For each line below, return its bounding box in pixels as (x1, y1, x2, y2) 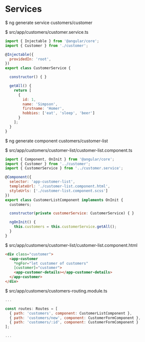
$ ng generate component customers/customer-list (5, 138, 108, 144)
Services (5, 3, 42, 15)
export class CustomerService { (5, 66, 71, 71)
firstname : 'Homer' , (22, 106, 64, 111)
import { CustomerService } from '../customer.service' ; (5, 166, 124, 171)
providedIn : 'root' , (9, 56, 51, 62)
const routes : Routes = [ (5, 306, 58, 311)
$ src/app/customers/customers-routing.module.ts (5, 288, 107, 293)
